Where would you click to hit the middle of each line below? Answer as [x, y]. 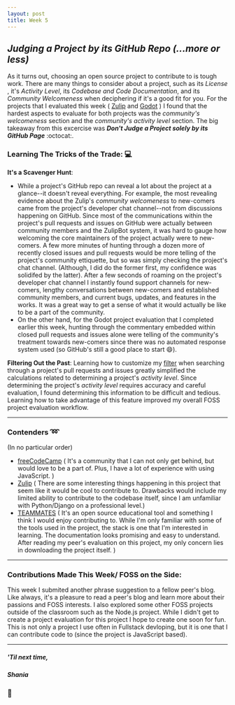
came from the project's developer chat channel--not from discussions [120, 208]
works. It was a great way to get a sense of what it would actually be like [122, 304]
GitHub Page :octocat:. [41, 136]
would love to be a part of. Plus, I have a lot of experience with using [116, 468]
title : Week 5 [28, 20]
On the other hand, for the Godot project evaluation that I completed [115, 320]
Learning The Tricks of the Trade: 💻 [70, 155]
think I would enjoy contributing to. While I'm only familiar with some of [120, 520]
